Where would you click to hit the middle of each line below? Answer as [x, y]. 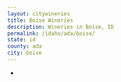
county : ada [24, 46]
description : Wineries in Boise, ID [60, 27]
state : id [22, 40]
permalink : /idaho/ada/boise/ [51, 33]
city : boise [24, 53]
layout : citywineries [39, 14]
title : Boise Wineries [40, 20]
